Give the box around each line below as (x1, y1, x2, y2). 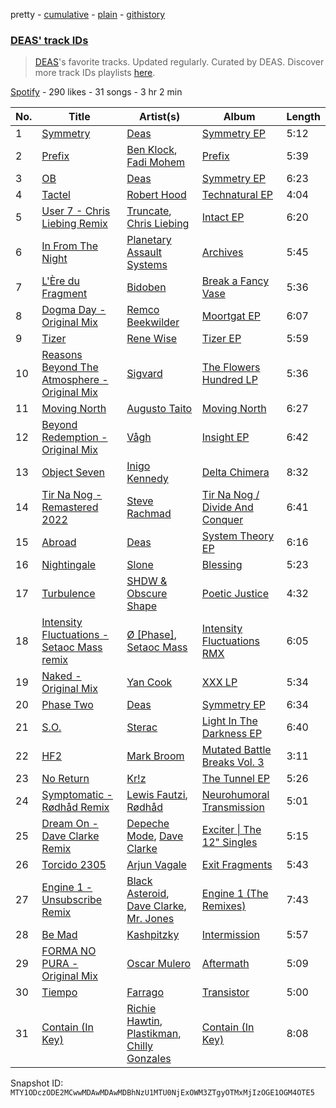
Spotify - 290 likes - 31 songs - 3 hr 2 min (10, 86, 183, 98)
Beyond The (41, 360, 99, 374)
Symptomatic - (41, 788, 113, 802)
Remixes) (201, 899, 247, 913)
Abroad (41, 535, 77, 549)
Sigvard (126, 367, 163, 381)
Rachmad (126, 507, 172, 521)
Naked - (41, 669, 82, 683)
